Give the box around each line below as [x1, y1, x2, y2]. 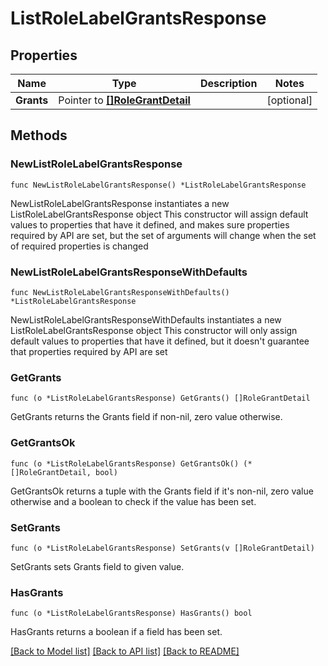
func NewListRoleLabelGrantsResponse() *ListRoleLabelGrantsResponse [10, 180, 307, 190]
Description [199, 77, 258, 90]
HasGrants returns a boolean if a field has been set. [10, 626, 223, 638]
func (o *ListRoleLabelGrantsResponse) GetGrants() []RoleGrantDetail [10, 393, 311, 404]
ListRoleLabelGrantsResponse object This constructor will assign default [10, 208, 309, 220]
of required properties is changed [10, 240, 149, 252]
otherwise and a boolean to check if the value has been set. [10, 495, 257, 507]
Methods [10, 127, 68, 144]
